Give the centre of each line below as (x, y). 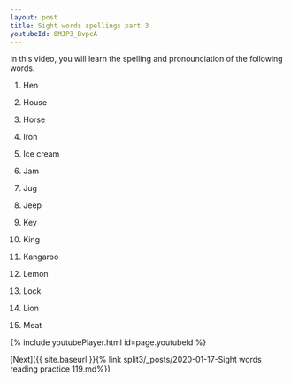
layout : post (34, 17)
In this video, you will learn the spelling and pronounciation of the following (146, 59)
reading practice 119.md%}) (61, 369)
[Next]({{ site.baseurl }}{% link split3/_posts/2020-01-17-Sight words (136, 360)
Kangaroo (41, 257)
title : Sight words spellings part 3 (80, 26)
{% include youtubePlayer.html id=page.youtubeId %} (108, 342)
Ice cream (41, 154)
